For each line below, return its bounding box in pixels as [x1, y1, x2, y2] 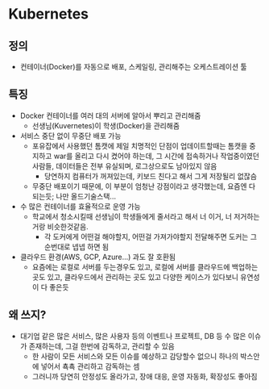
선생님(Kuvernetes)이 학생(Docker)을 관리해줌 [31, 120, 180, 130]
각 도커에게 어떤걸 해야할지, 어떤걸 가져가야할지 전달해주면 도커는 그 [43, 232, 258, 241]
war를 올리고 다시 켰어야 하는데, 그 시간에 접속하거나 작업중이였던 [53, 151, 260, 161]
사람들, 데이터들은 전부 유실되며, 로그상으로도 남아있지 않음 [31, 161, 217, 170]
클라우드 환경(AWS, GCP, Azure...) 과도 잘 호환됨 [19, 252, 176, 261]
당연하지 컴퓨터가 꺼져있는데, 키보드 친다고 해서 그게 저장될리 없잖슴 [43, 171, 258, 181]
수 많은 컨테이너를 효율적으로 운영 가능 [19, 201, 141, 211]
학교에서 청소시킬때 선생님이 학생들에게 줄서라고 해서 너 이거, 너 [31, 211, 232, 221]
